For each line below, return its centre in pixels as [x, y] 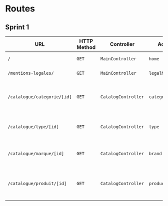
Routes [20, 9]
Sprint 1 [17, 27]
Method [86, 47]
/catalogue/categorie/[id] [40, 97]
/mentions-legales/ [31, 73]
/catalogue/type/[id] [33, 127]
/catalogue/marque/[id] [36, 153]
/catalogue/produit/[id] [37, 183]
